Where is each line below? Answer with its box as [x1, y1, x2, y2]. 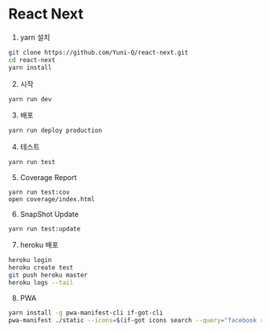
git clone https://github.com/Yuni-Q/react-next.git [8, 48, 189, 56]
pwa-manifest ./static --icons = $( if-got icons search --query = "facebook [8, 316, 257, 324]
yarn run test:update [8, 225, 81, 233]
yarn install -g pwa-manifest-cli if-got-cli [8, 309, 163, 317]
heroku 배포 [19, 240, 59, 250]
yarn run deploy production [8, 126, 103, 135]
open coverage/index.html [8, 195, 95, 203]
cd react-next [8, 55, 56, 64]
